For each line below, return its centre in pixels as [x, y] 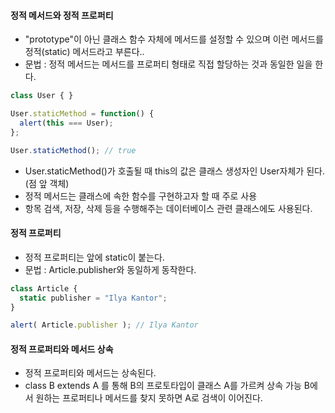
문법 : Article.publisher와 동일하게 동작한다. [110, 269]
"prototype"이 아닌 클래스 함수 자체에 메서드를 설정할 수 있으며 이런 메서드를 [174, 39]
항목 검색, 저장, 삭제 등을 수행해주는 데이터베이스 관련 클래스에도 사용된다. [168, 208]
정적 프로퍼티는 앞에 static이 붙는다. [94, 257]
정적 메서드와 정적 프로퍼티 [62, 15]
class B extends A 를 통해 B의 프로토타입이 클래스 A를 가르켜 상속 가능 [163, 386]
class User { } [42, 96]
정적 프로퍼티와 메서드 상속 [62, 349]
